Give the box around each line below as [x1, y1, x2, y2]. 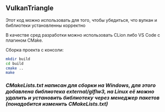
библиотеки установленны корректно [5, 22, 86, 28]
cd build [5, 61, 24, 66]
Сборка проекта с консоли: [5, 47, 64, 53]
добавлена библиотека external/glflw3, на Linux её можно [5, 88, 155, 95]
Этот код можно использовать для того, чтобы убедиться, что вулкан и [5, 17, 158, 23]
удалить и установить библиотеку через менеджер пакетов [5, 94, 160, 101]
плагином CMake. [5, 37, 44, 43]
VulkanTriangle [5, 4, 54, 12]
